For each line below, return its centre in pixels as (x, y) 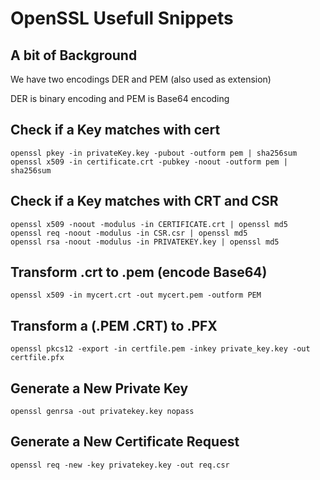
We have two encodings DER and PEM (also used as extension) (141, 79)
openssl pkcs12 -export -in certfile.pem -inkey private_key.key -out (160, 349)
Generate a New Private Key (99, 388)
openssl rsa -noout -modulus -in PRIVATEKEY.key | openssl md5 (145, 242)
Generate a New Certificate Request (125, 442)
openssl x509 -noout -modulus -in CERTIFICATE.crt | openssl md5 (149, 224)
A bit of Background (74, 55)
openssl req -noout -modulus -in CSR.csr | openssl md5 (129, 233)
